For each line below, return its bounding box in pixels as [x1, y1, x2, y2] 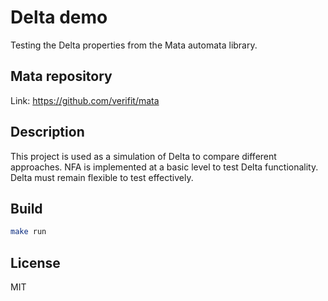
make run [10, 227, 47, 237]
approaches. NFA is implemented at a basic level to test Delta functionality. [10, 161, 319, 173]
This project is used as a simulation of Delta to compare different [10, 150, 277, 162]
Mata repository [10, 68, 113, 85]
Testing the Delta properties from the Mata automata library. [10, 39, 258, 51]
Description [10, 124, 85, 141]
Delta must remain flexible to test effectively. [10, 171, 194, 183]
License [10, 254, 61, 271]
